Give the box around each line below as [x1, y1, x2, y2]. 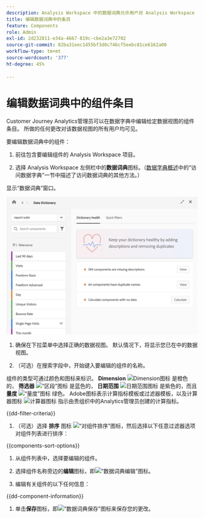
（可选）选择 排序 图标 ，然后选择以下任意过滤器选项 [15, 423, 195, 430]
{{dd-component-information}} [6, 492, 84, 500]
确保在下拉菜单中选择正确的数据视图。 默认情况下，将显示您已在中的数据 [15, 341, 198, 349]
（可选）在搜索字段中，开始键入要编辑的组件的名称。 [15, 362, 149, 369]
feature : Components [6, 22, 59, 29]
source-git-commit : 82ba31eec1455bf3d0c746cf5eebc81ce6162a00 [6, 42, 167, 48]
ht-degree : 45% [6, 61, 45, 67]
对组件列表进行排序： [15, 430, 69, 437]
